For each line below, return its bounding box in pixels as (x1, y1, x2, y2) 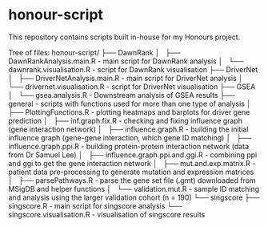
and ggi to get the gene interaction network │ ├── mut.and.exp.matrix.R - (8, 158, 256, 168)
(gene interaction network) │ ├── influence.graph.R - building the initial (8, 124, 250, 134)
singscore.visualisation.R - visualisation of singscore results (8, 209, 206, 219)
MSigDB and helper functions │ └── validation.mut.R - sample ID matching (8, 184, 260, 193)
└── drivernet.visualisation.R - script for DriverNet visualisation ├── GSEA (8, 82, 256, 91)
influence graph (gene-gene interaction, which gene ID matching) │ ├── (8, 132, 252, 142)
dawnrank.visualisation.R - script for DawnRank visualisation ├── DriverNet (8, 64, 258, 74)
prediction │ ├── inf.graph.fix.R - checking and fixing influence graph (8, 116, 242, 125)
